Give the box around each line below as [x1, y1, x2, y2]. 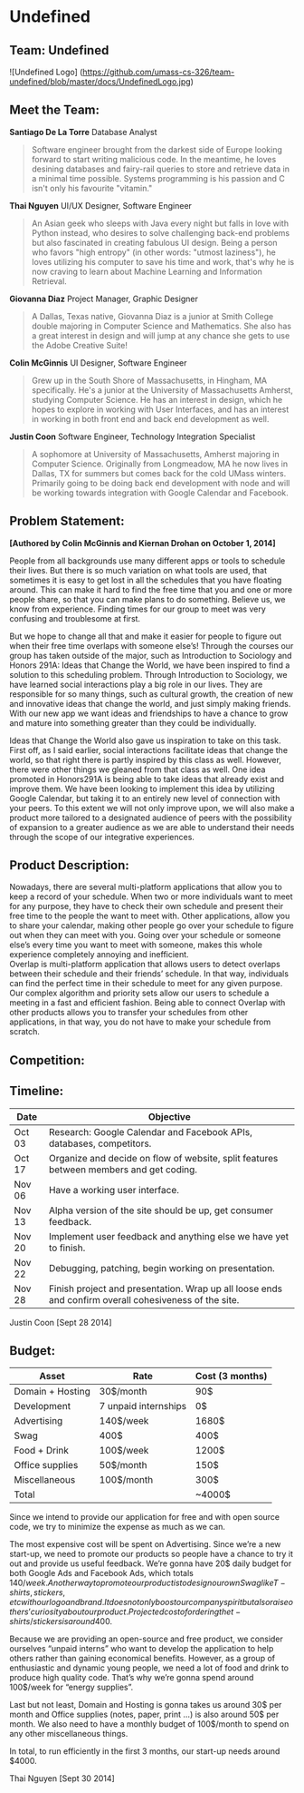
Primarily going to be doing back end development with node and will [31, 477, 290, 488]
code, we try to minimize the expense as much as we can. [9, 1522, 226, 1533]
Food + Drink [14, 1445, 70, 1457]
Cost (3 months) [195, 1370, 268, 1383]
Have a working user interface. [48, 1183, 179, 1196]
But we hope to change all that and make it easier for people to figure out [9, 631, 282, 642]
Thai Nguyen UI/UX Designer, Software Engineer [9, 200, 193, 211]
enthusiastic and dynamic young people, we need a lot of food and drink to [9, 1662, 290, 1673]
